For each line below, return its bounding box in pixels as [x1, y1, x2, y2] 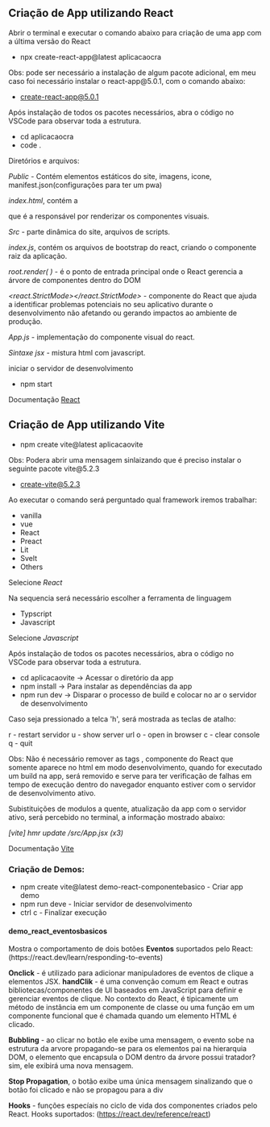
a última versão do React [8, 36, 91, 46]
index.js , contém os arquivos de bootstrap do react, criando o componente [8, 242, 256, 252]
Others [19, 562, 44, 572]
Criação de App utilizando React [8, 6, 174, 20]
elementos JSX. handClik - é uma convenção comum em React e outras [8, 977, 248, 987]
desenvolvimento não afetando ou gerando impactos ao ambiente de [8, 308, 238, 318]
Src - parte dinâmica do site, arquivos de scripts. [8, 227, 171, 236]
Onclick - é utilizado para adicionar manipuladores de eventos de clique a [8, 968, 254, 978]
